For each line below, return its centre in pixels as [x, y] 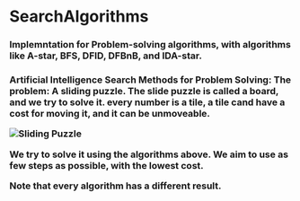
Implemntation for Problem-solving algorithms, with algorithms [150, 45]
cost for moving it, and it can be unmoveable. [110, 114]
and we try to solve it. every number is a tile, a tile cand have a [147, 102]
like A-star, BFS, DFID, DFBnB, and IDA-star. [106, 56]
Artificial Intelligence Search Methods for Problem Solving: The [150, 80]
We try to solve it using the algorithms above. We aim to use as [149, 154]
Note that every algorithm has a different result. [115, 186]
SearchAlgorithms [79, 17]
